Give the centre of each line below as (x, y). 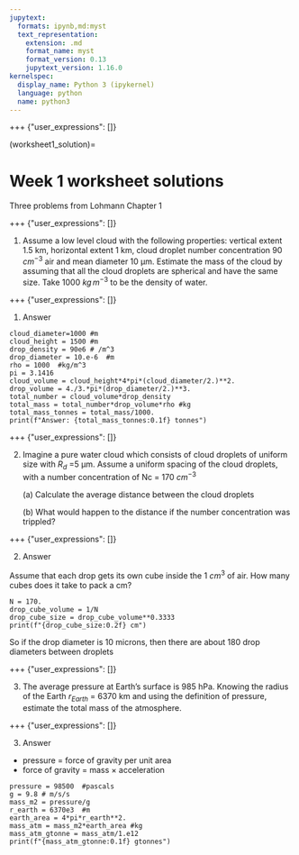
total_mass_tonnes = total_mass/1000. (82, 412)
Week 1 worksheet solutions (117, 181)
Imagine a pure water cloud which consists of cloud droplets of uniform (155, 454)
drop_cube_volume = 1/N (54, 609)
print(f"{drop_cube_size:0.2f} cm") (78, 625)
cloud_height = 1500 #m (54, 341)
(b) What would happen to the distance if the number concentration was (156, 512)
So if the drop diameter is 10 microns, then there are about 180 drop (135, 641)
